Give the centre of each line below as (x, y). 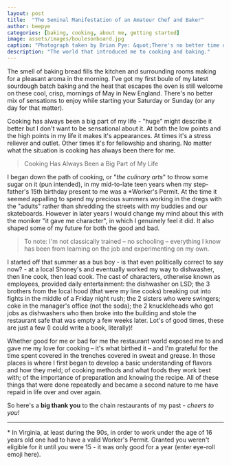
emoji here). (24, 454)
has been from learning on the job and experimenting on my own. (117, 249)
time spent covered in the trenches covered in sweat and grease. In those (111, 355)
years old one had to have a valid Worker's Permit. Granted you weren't (108, 440)
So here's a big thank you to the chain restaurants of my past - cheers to (111, 405)
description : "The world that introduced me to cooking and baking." (109, 52)
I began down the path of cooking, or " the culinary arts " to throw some (108, 177)
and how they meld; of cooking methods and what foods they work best (109, 370)
